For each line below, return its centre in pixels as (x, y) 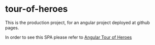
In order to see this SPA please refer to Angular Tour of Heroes (68, 37)
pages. (12, 27)
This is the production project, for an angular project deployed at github (77, 22)
